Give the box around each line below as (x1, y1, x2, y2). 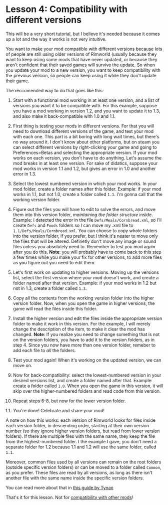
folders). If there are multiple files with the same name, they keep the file (5, 433, 155, 439)
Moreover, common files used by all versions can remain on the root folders (5, 459, 161, 465)
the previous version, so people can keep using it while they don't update (5, 72, 157, 78)
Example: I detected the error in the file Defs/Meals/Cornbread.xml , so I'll (12, 217, 162, 223)
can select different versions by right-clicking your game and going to (12, 144, 157, 150)
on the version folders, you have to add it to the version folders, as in (12, 336, 155, 343)
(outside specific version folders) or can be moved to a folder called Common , (5, 464, 161, 470)
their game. (5, 78, 29, 84)
